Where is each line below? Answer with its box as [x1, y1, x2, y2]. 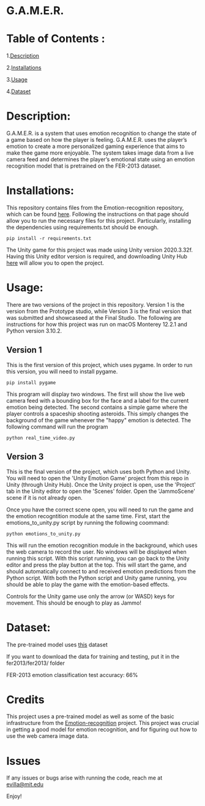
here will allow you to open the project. [6, 259, 104, 266]
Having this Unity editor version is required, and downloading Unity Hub [6, 253, 188, 260]
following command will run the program [6, 423, 108, 430]
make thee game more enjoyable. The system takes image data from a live [6, 149, 194, 157]
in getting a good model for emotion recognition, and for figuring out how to [6, 726, 198, 734]
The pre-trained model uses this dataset [6, 641, 108, 648]
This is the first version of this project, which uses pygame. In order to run [6, 361, 193, 368]
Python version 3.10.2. [6, 327, 62, 335]
